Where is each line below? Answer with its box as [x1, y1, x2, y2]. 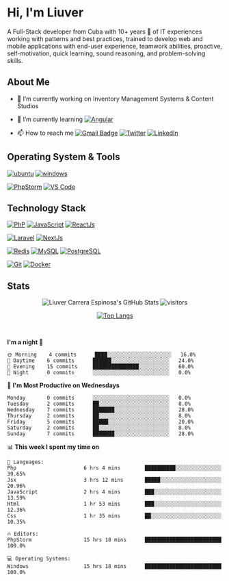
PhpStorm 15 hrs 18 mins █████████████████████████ [7, 537, 222, 543]
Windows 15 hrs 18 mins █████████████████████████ [7, 563, 222, 570]
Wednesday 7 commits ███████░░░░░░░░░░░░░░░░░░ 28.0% [7, 406, 194, 413]
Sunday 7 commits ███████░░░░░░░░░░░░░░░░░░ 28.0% [7, 430, 194, 437]
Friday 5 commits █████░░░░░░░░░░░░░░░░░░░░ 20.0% [7, 419, 194, 426]
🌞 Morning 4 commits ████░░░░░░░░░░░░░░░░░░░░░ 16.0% [7, 351, 196, 359]
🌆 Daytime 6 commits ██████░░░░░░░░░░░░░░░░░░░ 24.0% [7, 357, 194, 364]
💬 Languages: [7, 459, 44, 466]
